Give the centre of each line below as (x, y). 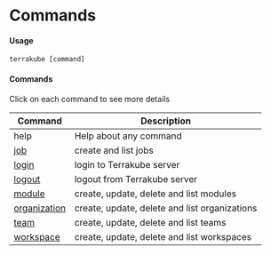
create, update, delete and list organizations (166, 208)
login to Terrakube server (127, 164)
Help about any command (128, 136)
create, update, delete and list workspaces (163, 236)
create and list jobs (114, 150)
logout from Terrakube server (136, 179)
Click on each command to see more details (90, 99)
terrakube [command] (48, 60)
